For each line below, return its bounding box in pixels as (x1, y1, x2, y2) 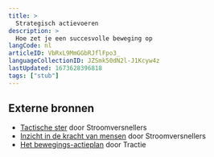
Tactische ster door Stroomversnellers (19, 122, 147, 133)
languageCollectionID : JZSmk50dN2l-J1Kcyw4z (8, 57, 160, 65)
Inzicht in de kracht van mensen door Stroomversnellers (19, 131, 207, 141)
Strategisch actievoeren (15, 19, 99, 27)
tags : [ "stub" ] (8, 72, 60, 80)
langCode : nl (8, 42, 52, 50)
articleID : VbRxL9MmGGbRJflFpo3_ (8, 49, 121, 57)
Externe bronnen (8, 101, 95, 115)
